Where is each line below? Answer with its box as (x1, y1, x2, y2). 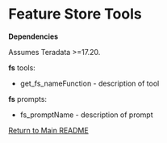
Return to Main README (8, 125, 89, 135)
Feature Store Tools (8, 5, 143, 23)
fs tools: (8, 62, 36, 73)
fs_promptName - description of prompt (19, 110, 153, 120)
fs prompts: (8, 94, 47, 103)
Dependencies (8, 32, 59, 41)
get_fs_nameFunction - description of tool (19, 78, 160, 88)
